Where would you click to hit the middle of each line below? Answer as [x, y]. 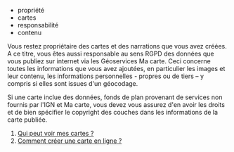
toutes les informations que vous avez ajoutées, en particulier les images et [116, 69]
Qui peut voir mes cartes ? [56, 133]
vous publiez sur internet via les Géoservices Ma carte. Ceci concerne [109, 61]
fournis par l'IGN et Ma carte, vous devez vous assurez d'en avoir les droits [116, 104]
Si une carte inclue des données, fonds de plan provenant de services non [115, 97]
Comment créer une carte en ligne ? [70, 141]
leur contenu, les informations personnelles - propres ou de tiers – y [106, 76]
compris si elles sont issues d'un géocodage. [73, 83]
